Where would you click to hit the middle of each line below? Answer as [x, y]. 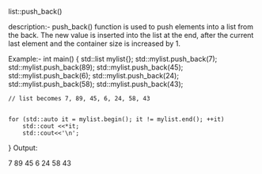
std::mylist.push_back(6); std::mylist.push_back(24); [94, 76]
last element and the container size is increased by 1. [94, 43]
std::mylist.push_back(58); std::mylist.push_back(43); [96, 84]
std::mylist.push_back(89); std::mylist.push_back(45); [96, 67]
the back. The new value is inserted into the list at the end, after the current [131, 35]
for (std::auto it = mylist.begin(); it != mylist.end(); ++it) [116, 119]
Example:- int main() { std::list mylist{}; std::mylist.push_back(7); [113, 59]
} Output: [23, 148]
